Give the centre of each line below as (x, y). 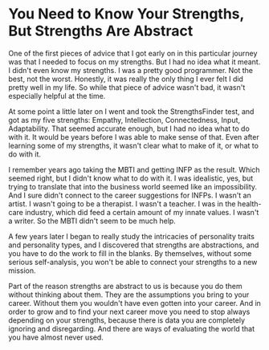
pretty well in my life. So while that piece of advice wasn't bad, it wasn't (127, 87)
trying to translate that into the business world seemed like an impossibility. (133, 186)
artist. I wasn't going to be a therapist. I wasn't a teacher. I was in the (122, 203)
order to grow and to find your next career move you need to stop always (129, 311)
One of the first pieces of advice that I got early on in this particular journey (133, 53)
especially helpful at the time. (57, 96)
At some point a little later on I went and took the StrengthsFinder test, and (131, 111)
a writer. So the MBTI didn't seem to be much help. (92, 221)
